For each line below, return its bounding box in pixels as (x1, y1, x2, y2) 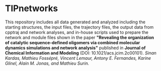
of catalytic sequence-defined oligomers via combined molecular (5, 39, 140, 45)
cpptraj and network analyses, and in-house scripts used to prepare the (5, 29, 149, 35)
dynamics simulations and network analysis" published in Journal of (5, 45, 146, 51)
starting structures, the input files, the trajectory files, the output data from (5, 24, 154, 30)
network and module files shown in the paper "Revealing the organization (5, 35, 154, 40)
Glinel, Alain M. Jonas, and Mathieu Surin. (5, 60, 89, 66)
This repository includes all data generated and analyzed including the (5, 19, 145, 25)
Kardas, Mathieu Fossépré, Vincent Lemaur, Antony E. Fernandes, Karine (5, 55, 151, 61)
